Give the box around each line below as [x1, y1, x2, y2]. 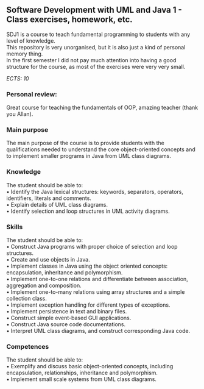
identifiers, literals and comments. [6, 194, 91, 202]
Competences [6, 342, 49, 351]
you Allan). [6, 110, 33, 118]
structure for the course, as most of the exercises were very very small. [6, 63, 186, 70]
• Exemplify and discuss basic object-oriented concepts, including [6, 363, 174, 370]
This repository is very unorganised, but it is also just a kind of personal [6, 43, 186, 51]
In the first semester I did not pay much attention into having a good [6, 56, 177, 63]
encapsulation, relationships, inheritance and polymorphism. [6, 369, 158, 377]
